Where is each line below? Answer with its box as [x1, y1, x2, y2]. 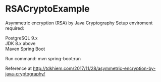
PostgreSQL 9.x [5, 35, 38, 41]
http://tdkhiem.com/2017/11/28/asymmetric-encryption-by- [32, 65, 156, 71]
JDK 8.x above [5, 40, 36, 46]
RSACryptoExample [5, 3, 90, 15]
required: [5, 25, 24, 31]
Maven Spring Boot [5, 46, 45, 52]
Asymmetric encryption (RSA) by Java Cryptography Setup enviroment [5, 20, 153, 26]
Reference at [5, 65, 32, 71]
